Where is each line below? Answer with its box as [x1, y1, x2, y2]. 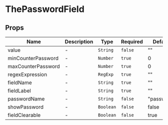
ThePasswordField [5, 3, 85, 15]
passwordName [7, 95, 45, 102]
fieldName [7, 79, 32, 86]
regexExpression [7, 71, 47, 78]
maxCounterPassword [7, 63, 60, 69]
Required [120, 38, 143, 45]
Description [64, 38, 93, 45]
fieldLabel [7, 87, 31, 94]
